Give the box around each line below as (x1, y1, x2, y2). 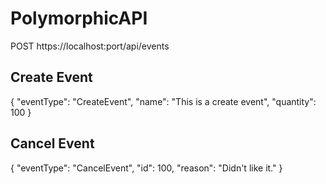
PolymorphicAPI (10, 7, 148, 30)
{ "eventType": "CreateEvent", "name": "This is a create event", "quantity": (10, 95, 317, 107)
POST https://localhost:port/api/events (10, 40, 170, 52)
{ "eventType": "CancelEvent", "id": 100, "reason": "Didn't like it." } (10, 162, 283, 174)
